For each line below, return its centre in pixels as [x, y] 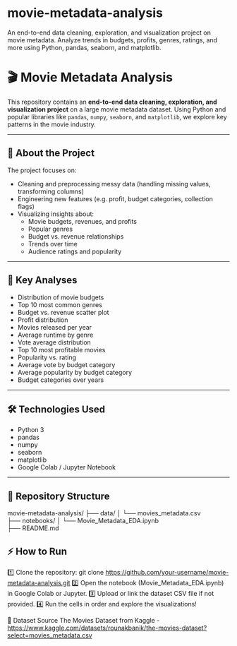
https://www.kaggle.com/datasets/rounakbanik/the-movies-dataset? [107, 628]
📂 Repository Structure [59, 496]
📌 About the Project [51, 153]
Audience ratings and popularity [75, 251]
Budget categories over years [61, 380]
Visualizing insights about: [55, 214]
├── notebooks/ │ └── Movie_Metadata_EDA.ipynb [83, 521]
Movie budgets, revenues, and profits [83, 221]
